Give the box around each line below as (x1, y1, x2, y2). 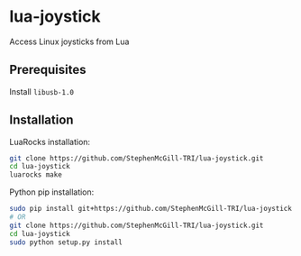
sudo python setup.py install (9, 237, 123, 247)
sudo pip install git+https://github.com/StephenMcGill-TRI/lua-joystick (9, 205, 293, 214)
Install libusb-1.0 (9, 86, 75, 96)
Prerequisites (9, 62, 87, 78)
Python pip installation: (9, 187, 95, 197)
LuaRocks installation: (9, 136, 91, 147)
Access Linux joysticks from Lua (9, 36, 130, 47)
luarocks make (9, 170, 63, 179)
